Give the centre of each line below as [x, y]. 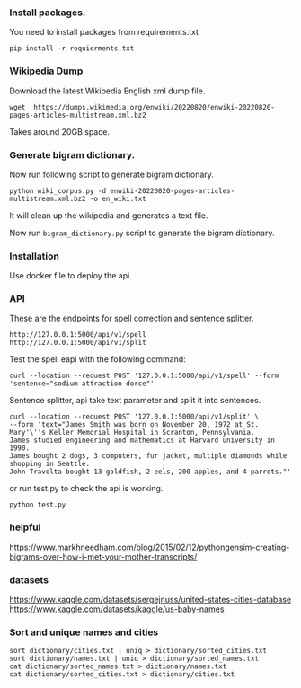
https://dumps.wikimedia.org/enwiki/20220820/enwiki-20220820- [154, 107]
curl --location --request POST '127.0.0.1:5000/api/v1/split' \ [134, 417]
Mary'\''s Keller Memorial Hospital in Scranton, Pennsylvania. [132, 433]
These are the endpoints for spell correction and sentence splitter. [132, 318]
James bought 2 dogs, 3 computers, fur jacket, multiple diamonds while [148, 456]
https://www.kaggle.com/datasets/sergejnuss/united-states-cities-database [150, 600]
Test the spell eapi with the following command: [97, 359]
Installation [35, 256]
